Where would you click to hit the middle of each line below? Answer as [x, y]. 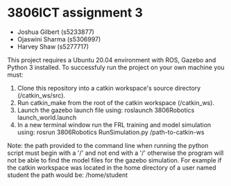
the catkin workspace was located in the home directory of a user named [112, 167]
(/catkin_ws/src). [41, 95]
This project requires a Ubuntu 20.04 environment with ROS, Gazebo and [112, 59]
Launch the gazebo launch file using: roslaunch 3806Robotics [106, 110]
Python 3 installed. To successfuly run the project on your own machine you [116, 67]
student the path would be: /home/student [68, 175]
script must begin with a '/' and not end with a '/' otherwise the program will [115, 153]
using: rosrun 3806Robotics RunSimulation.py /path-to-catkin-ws [111, 132]
